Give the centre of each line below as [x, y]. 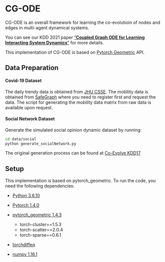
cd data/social [21, 139]
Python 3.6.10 [26, 196]
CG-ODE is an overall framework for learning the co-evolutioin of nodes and [83, 22]
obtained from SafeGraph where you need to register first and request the [81, 97]
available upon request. [29, 107]
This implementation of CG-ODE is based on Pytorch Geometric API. [75, 52]
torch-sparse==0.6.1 [40, 235]
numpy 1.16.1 [25, 255]
